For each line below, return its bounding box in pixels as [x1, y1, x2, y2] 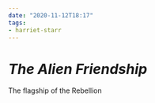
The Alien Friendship [8, 60, 148, 78]
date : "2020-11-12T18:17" [8, 11, 93, 20]
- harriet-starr [8, 26, 62, 34]
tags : [8, 19, 26, 27]
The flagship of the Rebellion [8, 86, 103, 95]
